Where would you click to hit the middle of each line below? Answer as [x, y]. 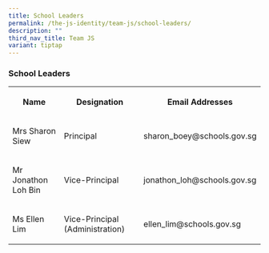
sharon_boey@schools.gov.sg [200, 136]
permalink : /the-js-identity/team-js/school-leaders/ [100, 23]
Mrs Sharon [34, 131]
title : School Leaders [46, 16]
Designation [100, 102]
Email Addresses [200, 102]
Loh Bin [27, 191]
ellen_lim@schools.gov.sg [193, 224]
